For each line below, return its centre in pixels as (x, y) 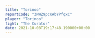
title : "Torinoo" (23, 10)
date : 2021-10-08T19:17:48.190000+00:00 (48, 28)
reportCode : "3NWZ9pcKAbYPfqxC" (39, 14)
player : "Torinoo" (24, 19)
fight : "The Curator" (28, 23)
